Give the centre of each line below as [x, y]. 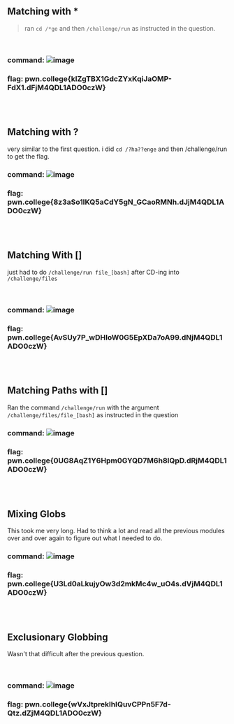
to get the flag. [29, 156]
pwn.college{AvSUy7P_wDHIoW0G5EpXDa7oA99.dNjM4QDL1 [115, 337]
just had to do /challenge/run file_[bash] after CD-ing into [93, 272]
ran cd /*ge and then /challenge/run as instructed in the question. [120, 28]
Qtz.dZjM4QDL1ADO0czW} [55, 713]
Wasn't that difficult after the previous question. [76, 653]
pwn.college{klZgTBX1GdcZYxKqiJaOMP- [98, 78]
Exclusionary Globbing [58, 637]
